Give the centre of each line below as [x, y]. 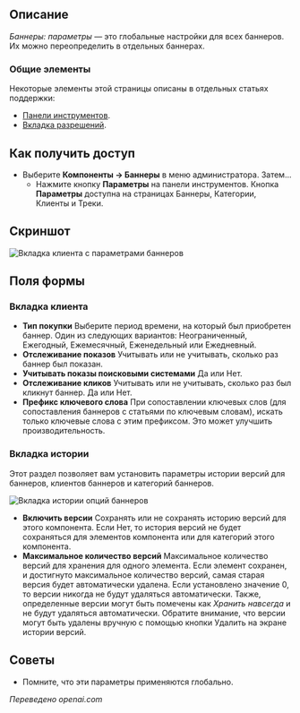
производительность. [64, 431]
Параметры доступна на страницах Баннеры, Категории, [146, 193]
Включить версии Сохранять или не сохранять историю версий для [154, 518]
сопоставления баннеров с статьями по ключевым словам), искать [153, 412]
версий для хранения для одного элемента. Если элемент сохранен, [154, 565]
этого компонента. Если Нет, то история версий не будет [132, 527]
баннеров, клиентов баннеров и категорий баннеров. [112, 483]
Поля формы [47, 281]
